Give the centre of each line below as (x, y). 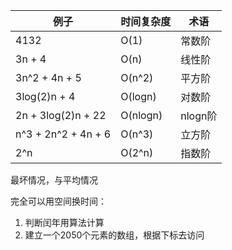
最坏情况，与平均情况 (54, 180)
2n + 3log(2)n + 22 (61, 115)
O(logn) (138, 96)
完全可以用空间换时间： (58, 201)
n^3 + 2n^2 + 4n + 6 (63, 134)
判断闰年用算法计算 (64, 222)
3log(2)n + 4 (45, 96)
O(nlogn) (141, 115)
